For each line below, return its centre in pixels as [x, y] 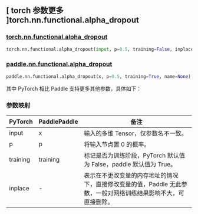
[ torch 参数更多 [35, 11]
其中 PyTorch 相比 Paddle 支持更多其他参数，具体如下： [74, 88]
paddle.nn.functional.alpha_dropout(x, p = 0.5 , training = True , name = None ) [99, 76]
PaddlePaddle [58, 121]
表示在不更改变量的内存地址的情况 [131, 176]
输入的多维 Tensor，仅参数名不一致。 [136, 133]
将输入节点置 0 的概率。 [117, 144]
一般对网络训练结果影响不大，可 [140, 193]
